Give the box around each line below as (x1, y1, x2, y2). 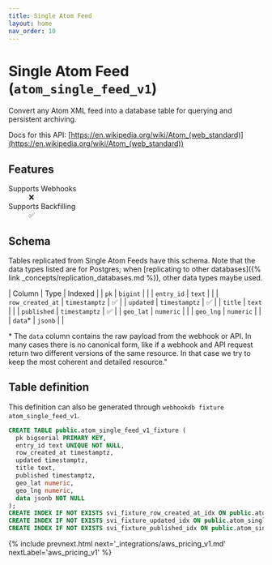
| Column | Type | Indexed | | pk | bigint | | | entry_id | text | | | (8, 289, 219, 298)
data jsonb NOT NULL (15, 494, 85, 503)
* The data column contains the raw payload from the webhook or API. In (8, 331, 253, 340)
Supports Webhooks (8, 184, 77, 194)
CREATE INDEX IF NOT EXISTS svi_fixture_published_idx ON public (8, 524, 233, 533)
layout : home (8, 19, 53, 28)
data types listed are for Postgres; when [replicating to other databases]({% (8, 264, 261, 274)
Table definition (8, 380, 90, 394)
